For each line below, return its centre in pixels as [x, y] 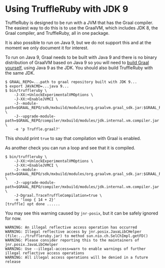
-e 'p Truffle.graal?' [37, 129]
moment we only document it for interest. [47, 48]
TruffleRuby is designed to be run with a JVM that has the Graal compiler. [79, 23]
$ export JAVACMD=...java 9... [37, 86]
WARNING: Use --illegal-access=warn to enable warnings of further [76, 249]
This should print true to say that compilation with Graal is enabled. [73, 138]
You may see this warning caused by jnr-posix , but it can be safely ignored [82, 213]
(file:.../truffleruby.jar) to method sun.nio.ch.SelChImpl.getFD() [77, 236]
